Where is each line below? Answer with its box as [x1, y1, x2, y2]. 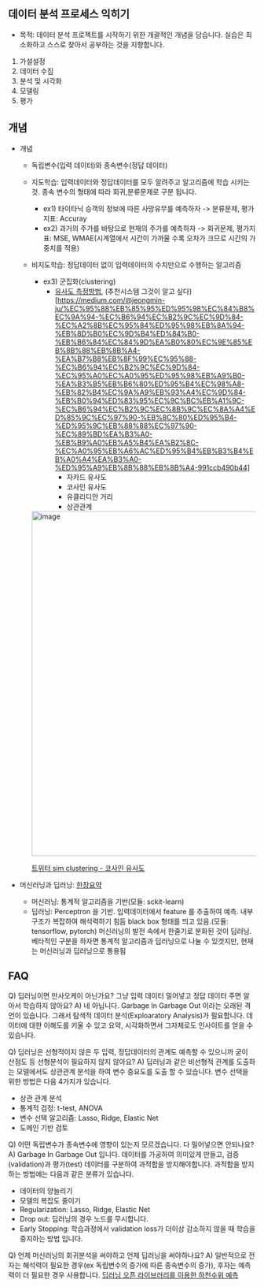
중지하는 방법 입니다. [19, 1234, 83, 1244]
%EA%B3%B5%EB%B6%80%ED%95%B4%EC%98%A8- [54, 379, 245, 389]
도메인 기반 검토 [19, 1123, 68, 1133]
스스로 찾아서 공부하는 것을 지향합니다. [46, 39, 165, 49]
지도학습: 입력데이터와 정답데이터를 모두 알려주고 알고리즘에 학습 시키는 [31, 177, 250, 187]
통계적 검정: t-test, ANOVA [19, 1103, 104, 1113]
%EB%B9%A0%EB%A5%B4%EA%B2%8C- [54, 437, 199, 447]
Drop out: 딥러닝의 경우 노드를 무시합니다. [19, 1214, 149, 1224]
